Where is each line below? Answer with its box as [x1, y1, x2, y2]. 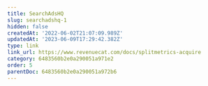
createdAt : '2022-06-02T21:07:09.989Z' [7, 29, 124, 37]
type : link [7, 42, 39, 49]
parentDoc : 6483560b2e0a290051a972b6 [7, 68, 117, 75]
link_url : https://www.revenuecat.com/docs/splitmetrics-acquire [7, 49, 201, 56]
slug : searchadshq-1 [7, 17, 68, 24]
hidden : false [7, 23, 49, 30]
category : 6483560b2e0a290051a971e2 [7, 55, 114, 62]
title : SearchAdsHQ [7, 10, 64, 17]
